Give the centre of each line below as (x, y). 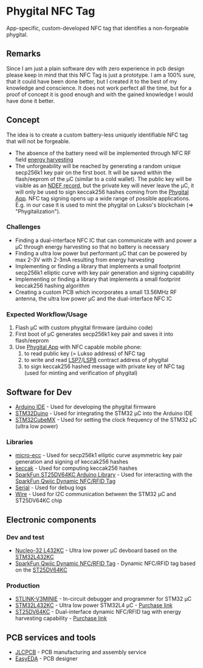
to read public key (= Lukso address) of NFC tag (84, 354)
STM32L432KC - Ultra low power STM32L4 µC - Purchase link (94, 605)
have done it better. (31, 101)
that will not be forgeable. (38, 141)
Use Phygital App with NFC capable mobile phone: (78, 347)
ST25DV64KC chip (39, 500)
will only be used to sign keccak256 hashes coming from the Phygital (102, 192)
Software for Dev (39, 392)
